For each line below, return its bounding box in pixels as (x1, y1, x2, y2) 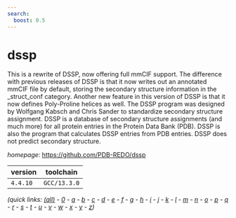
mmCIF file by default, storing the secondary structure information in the (7, 85, 217, 93)
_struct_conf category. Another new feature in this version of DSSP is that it (7, 93, 225, 101)
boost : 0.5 (13, 17, 46, 24)
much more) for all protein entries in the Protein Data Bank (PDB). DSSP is (7, 122, 221, 130)
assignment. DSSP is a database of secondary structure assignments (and (7, 115, 223, 123)
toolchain (45, 168, 78, 177)
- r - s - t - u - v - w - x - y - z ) (7, 203, 95, 211)
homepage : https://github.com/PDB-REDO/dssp (7, 151, 146, 159)
